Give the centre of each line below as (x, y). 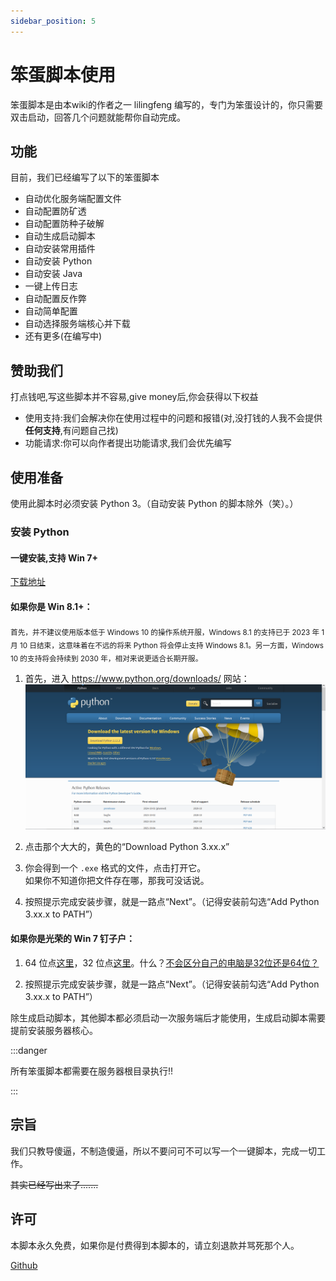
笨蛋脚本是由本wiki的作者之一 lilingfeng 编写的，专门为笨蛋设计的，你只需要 (167, 104)
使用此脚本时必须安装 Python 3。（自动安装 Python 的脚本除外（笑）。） (154, 503)
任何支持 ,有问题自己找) (71, 431)
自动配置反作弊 (55, 299)
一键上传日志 (51, 286)
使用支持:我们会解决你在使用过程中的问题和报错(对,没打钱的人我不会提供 (173, 418)
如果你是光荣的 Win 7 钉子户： (73, 939)
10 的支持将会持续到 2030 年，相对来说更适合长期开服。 (106, 658)
